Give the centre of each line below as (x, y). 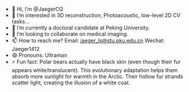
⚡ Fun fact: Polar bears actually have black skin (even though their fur (96, 62)
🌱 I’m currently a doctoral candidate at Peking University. (81, 28)
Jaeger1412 (26, 49)
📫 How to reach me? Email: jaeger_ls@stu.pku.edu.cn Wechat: (88, 40)
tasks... (20, 21)
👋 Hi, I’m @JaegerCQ (37, 9)
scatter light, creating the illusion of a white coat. (71, 83)
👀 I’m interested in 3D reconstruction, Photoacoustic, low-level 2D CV (96, 15)
